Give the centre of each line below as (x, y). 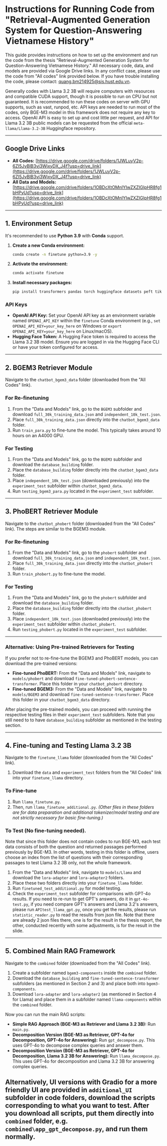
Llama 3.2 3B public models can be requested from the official (69, 123)
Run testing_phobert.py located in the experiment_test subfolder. (80, 629)
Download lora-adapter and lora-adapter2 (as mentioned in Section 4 (84, 994)
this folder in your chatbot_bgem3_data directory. (61, 699)
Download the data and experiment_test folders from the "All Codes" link (87, 772)
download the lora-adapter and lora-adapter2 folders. (68, 877)
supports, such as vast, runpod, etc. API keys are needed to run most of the (83, 107)
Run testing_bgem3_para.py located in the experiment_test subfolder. (83, 491)
